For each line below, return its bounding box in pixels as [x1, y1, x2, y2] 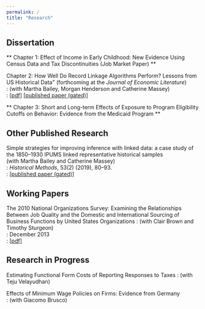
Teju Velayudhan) [6, 278, 51, 285]
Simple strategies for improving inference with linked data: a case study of [6, 144, 194, 152]
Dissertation [6, 37, 55, 48]
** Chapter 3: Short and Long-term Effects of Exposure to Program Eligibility [6, 104, 199, 111]
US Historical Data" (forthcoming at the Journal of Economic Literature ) [6, 79, 187, 86]
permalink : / [6, 9, 40, 15]
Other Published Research [6, 128, 109, 138]
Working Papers [6, 188, 69, 198]
